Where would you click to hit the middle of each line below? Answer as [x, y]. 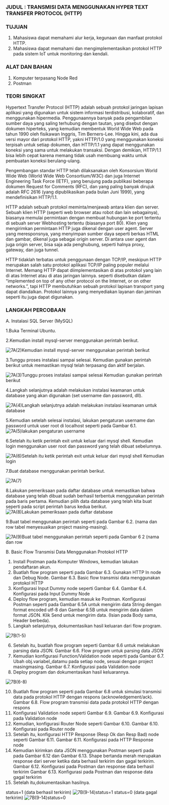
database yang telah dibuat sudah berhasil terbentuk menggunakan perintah [85, 496]
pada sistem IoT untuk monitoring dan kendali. [61, 54]
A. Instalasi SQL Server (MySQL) [39, 321]
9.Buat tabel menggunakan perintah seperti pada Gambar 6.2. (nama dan [81, 522]
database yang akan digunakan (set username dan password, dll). [74, 396]
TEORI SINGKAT [26, 96]
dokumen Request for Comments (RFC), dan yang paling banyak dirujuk [80, 186]
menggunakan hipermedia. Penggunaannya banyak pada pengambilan [79, 118]
